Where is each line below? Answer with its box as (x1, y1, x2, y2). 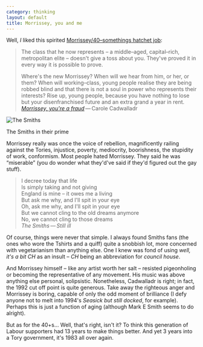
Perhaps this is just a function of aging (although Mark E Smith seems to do (6, 303, 195, 311)
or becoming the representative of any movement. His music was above (6, 271, 185, 278)
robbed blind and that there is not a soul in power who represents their (21, 86, 197, 93)
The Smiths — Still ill (21, 222, 71, 229)
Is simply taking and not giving (21, 183, 98, 191)
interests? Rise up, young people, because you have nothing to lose (21, 92, 190, 100)
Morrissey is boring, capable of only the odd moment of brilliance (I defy (6, 290, 187, 298)
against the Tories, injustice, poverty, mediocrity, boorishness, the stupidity (6, 146, 193, 154)
